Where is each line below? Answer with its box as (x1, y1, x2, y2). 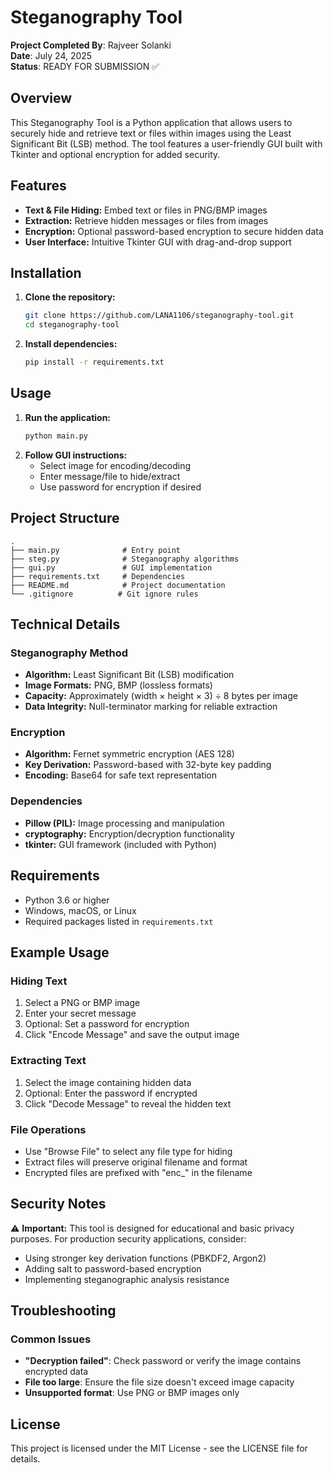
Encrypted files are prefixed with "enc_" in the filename (24, 1166, 253, 1178)
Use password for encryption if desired (39, 481, 202, 493)
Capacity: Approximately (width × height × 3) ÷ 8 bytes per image (24, 690, 298, 702)
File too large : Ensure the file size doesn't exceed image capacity (24, 1376, 295, 1388)
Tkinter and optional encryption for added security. (10, 148, 221, 160)
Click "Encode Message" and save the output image (24, 1029, 240, 1041)
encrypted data (24, 1366, 89, 1378)
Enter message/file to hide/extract (39, 470, 181, 482)
